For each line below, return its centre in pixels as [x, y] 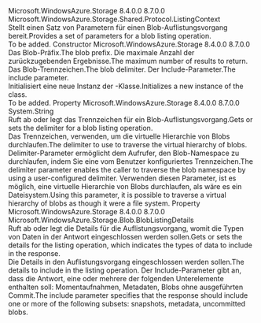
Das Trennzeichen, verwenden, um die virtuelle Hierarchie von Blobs [119, 136]
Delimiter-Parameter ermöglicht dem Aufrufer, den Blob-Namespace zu [124, 153]
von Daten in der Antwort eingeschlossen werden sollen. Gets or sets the [125, 237]
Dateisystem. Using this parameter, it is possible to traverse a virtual [117, 195]
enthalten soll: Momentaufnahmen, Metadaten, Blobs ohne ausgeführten [126, 287]
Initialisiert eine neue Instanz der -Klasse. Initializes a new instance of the [126, 86]
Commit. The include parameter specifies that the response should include [128, 295]
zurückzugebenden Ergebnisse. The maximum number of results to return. [128, 61]
